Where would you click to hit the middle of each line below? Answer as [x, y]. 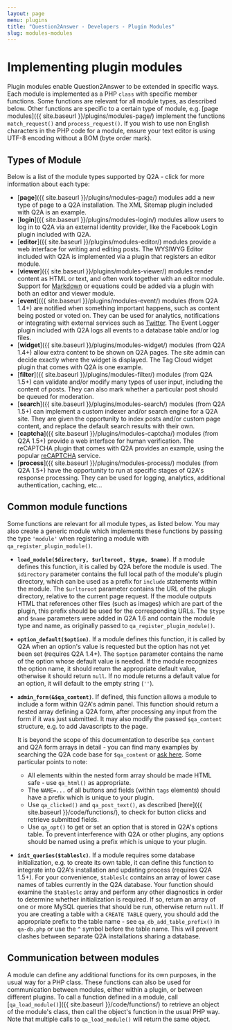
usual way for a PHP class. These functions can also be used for [99, 982]
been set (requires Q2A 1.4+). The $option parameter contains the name [120, 654]
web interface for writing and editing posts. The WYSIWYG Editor [110, 249]
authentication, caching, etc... [60, 485]
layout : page [26, 14]
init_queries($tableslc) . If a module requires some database [106, 855]
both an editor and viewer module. [66, 293]
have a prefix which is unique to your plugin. [91, 797]
